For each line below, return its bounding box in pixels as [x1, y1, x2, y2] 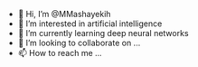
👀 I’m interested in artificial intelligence [17, 18, 163, 29]
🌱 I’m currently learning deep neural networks [17, 28, 189, 38]
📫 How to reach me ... [17, 48, 102, 58]
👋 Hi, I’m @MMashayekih [17, 9, 111, 19]
